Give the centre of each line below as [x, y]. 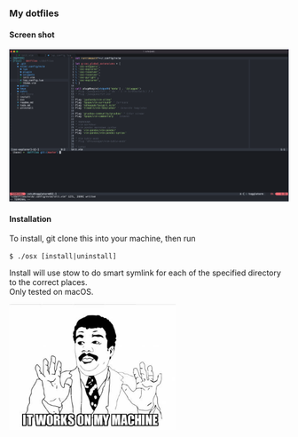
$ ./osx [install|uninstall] [63, 257]
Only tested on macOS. [51, 292]
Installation [30, 218]
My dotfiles [34, 13]
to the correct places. [48, 282]
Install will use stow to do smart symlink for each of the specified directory [145, 273]
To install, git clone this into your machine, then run [102, 239]
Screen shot [32, 35]
